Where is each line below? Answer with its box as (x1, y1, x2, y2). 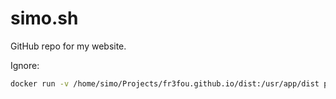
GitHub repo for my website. (10, 40, 127, 52)
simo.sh (10, 7, 79, 30)
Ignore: (10, 59, 40, 71)
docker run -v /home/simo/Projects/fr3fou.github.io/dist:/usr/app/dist (10, 78, 320, 89)
